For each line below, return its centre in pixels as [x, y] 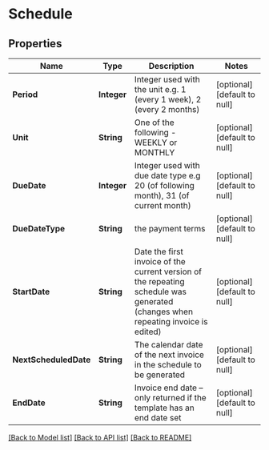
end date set [158, 418]
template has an [165, 408]
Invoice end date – [169, 388]
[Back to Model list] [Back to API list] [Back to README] [100, 438]
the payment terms [170, 229]
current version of [169, 271]
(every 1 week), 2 [168, 99]
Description [171, 66]
